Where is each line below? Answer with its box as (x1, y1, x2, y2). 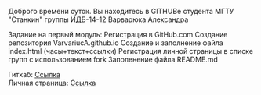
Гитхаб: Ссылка (8, 70, 61, 79)
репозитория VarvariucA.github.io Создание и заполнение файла (8, 38, 223, 47)
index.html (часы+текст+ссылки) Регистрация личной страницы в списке (8, 47, 253, 55)
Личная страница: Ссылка (8, 78, 96, 87)
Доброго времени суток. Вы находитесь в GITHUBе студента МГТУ (8, 7, 234, 16)
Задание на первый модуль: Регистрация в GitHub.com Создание (8, 30, 228, 39)
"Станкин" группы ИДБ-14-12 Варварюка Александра (8, 15, 189, 24)
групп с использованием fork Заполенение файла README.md (8, 55, 218, 64)
